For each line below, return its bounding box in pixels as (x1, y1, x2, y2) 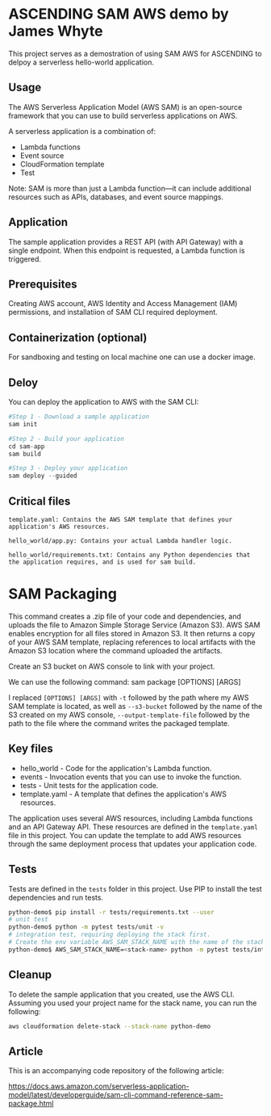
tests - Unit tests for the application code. (19, 780, 159, 790)
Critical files (8, 494, 71, 508)
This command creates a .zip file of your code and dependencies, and (8, 611, 242, 621)
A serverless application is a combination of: (8, 126, 156, 136)
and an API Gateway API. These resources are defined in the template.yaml (8, 821, 258, 832)
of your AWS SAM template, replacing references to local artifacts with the (8, 637, 256, 647)
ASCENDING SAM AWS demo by (8, 5, 229, 23)
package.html (8, 1099, 54, 1109)
